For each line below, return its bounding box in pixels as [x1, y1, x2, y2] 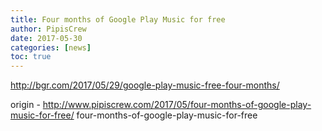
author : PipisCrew [10, 24, 87, 34]
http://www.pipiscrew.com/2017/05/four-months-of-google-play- [42, 99, 312, 111]
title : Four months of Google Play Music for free [10, 14, 226, 25]
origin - [10, 99, 41, 111]
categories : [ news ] [10, 42, 92, 53]
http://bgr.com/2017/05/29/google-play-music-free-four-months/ [10, 79, 280, 91]
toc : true [10, 52, 52, 62]
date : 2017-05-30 [10, 33, 83, 43]
